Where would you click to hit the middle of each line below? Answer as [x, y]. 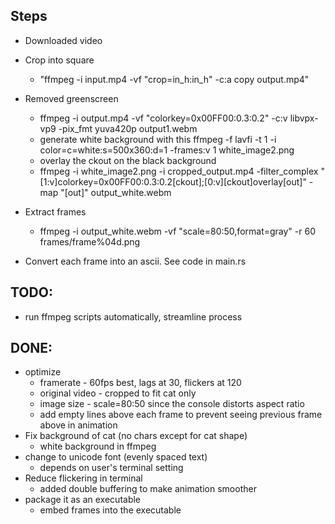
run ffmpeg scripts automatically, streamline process [133, 316]
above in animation [78, 425]
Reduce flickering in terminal [83, 478]
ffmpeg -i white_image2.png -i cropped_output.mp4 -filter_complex [179, 171]
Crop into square [59, 60]
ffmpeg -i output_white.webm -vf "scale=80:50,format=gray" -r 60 [177, 231]
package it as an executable [83, 500]
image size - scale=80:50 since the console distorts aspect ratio [172, 404]
